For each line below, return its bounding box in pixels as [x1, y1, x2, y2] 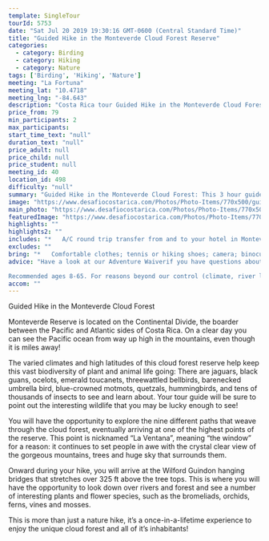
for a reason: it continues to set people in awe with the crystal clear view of [8, 442, 256, 451]
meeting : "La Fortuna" [8, 79, 84, 87]
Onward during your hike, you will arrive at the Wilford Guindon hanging [8, 466, 245, 475]
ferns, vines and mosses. [8, 500, 91, 510]
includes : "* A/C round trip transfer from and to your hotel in [8, 236, 239, 244]
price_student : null [8, 161, 78, 169]
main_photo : [8, 205, 48, 213]
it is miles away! [8, 342, 62, 353]
